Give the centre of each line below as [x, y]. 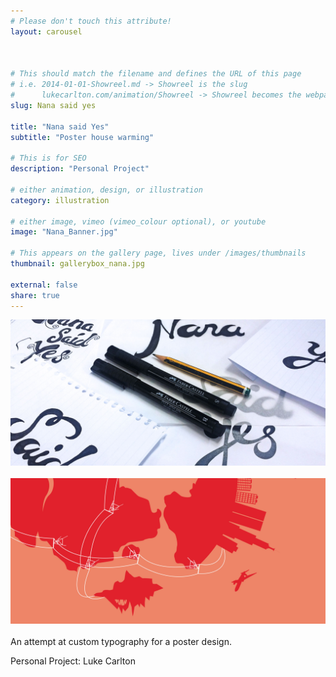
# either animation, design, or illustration [106, 190]
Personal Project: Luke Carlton [73, 661]
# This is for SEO [48, 158]
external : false [44, 285]
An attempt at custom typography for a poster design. [121, 641]
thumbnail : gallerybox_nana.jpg [77, 264]
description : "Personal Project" [80, 169]
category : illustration [60, 200]
